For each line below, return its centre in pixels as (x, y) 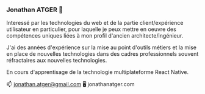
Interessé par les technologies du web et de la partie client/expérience (95, 23)
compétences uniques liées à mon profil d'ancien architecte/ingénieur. (95, 36)
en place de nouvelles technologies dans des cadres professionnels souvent (103, 54)
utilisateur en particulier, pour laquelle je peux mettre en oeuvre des (92, 29)
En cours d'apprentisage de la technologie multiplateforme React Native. (98, 72)
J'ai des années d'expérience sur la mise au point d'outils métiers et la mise (102, 47)
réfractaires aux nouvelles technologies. (57, 61)
